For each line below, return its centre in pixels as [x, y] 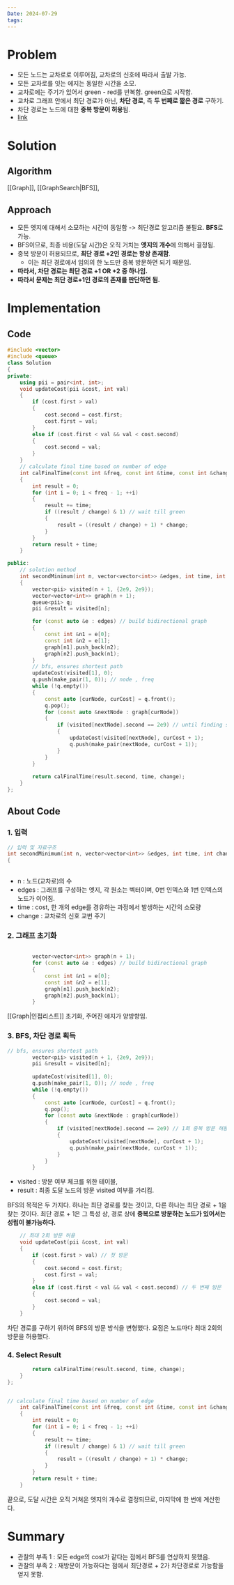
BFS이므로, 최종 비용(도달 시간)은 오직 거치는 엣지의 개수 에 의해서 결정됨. [116, 245]
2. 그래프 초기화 [32, 936]
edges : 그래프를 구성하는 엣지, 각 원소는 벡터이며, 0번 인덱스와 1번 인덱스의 [120, 890]
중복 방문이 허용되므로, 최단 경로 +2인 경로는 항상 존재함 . [94, 254]
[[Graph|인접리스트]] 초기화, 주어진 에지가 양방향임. [77, 1016]
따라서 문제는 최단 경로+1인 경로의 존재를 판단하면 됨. [88, 280]
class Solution [29, 363]
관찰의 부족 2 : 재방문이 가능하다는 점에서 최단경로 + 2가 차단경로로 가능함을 [120, 1565]
